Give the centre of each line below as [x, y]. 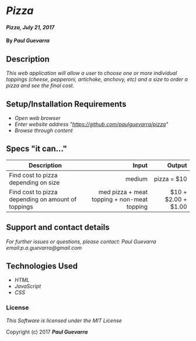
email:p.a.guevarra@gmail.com [44, 247]
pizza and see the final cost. [40, 85]
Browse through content [43, 130]
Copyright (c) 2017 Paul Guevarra [47, 332]
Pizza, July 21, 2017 [30, 27]
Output [177, 165]
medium [136, 178]
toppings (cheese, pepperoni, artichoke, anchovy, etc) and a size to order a [97, 80]
